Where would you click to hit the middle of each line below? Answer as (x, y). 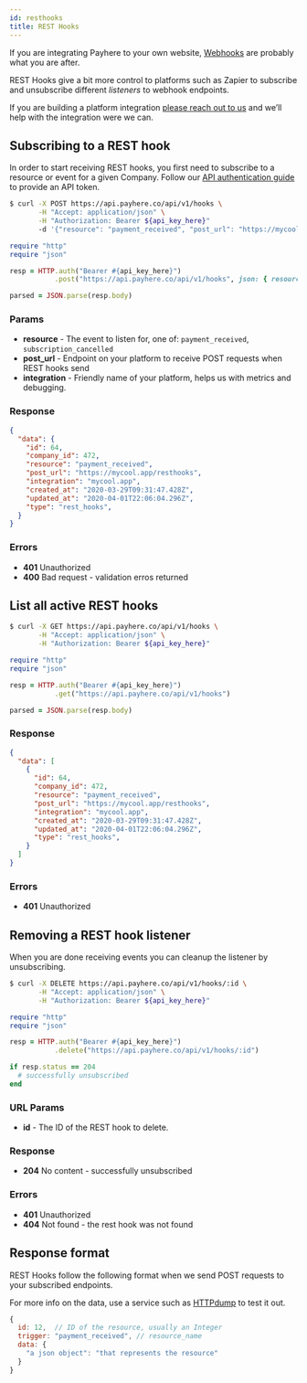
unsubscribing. (37, 967)
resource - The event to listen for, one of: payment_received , (136, 339)
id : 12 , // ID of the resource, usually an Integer (120, 1328)
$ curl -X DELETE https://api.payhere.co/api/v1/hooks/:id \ (128, 984)
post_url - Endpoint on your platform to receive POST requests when (153, 358)
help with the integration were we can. (81, 117)
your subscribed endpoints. (61, 1284)
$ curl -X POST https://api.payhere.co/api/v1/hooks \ (116, 204)
